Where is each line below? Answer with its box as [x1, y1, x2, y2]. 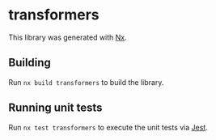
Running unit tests [8, 101, 103, 115]
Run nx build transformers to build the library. [8, 77, 164, 87]
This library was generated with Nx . [8, 32, 127, 42]
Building [8, 56, 51, 70]
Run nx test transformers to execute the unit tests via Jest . [8, 122, 208, 132]
